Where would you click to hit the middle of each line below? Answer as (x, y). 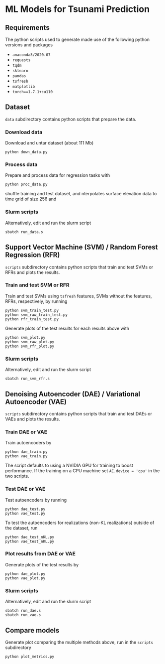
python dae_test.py (25, 509)
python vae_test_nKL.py (30, 541)
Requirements (27, 28)
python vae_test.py (25, 513)
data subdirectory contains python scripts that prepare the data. (71, 119)
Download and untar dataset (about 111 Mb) (49, 143)
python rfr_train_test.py (32, 319)
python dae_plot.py (25, 574)
